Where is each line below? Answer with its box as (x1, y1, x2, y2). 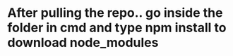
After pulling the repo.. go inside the (7, 5, 223, 21)
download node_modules (7, 35, 159, 50)
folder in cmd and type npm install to (7, 20, 227, 36)
